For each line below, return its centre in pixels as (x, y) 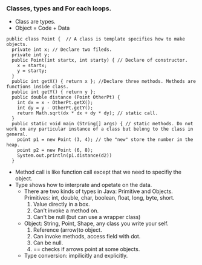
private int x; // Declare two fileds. (62, 50)
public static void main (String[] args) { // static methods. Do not (103, 124)
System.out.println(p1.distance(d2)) (65, 155)
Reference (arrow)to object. (67, 230)
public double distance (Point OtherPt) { (66, 97)
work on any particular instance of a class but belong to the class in (100, 129)
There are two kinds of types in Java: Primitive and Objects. (99, 191)
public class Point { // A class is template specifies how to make (96, 39)
